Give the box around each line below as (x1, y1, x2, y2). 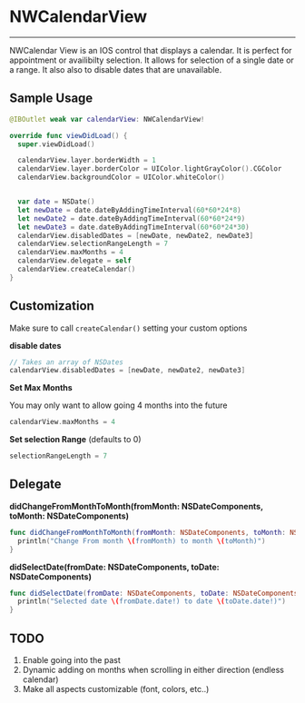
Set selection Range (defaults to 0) (9, 434, 143, 445)
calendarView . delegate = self (17, 256, 132, 265)
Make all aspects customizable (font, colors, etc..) (22, 683, 210, 694)
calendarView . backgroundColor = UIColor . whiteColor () (17, 173, 225, 183)
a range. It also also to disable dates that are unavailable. (9, 64, 222, 74)
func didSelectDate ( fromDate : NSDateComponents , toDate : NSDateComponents (9, 589, 299, 598)
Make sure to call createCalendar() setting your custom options (9, 322, 248, 333)
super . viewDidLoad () (17, 139, 95, 149)
